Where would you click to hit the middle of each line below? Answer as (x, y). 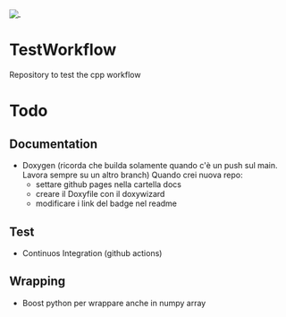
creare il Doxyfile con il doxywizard (100, 194)
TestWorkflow (63, 50)
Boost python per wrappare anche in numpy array (114, 303)
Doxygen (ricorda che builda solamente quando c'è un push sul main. (150, 166)
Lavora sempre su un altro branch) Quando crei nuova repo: (132, 175)
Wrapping (38, 282)
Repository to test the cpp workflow (75, 75)
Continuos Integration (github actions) (92, 253)
